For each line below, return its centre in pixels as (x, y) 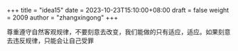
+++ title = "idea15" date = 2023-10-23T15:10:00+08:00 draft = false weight (118, 10)
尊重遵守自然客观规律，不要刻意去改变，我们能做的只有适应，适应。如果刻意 (119, 32)
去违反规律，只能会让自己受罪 (50, 41)
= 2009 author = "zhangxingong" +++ (63, 17)
